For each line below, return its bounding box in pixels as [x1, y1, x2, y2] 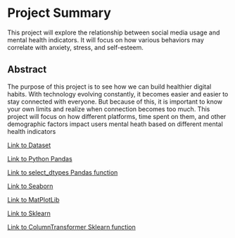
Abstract [7, 63, 47, 75]
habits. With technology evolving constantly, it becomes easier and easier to [7, 89, 229, 98]
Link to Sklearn [7, 209, 51, 218]
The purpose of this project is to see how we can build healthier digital [7, 82, 212, 91]
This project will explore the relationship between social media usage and [7, 28, 220, 37]
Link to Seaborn [7, 182, 53, 190]
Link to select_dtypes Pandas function [7, 168, 118, 177]
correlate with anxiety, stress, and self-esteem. [7, 43, 144, 51]
